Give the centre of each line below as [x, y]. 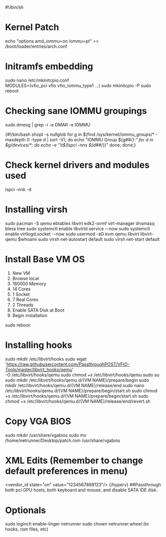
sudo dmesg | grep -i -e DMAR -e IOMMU [48, 124]
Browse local [26, 278]
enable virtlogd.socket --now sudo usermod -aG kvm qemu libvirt [72, 234]
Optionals [26, 510]
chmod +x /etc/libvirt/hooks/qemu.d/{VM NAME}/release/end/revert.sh [78, 401]
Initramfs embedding [49, 66]
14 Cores [21, 289]
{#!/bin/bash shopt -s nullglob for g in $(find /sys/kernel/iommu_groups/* [80, 134]
